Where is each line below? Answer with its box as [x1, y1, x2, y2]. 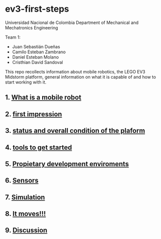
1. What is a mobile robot [5, 93, 82, 102]
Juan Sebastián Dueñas [12, 43, 60, 49]
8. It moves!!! [5, 210, 46, 218]
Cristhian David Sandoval [12, 59, 63, 65]
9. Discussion [5, 226, 47, 235]
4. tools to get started [5, 143, 72, 152]
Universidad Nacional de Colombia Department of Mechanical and [5, 20, 138, 25]
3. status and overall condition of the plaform [5, 127, 145, 135]
